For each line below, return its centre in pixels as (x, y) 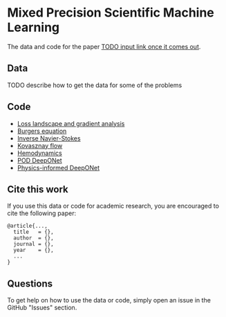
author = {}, (34, 238)
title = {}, (34, 232)
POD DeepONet (39, 160)
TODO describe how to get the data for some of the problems (95, 85)
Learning (34, 27)
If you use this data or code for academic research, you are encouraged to (113, 206)
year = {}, (34, 251)
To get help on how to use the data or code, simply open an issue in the (109, 300)
